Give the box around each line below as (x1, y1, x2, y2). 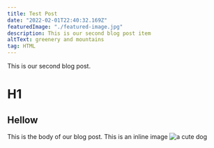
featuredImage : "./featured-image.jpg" (7, 23, 123, 30)
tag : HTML (7, 43, 36, 50)
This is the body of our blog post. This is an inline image (7, 133, 169, 140)
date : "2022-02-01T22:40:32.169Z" (7, 17, 108, 24)
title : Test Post (7, 10, 58, 17)
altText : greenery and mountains (7, 36, 105, 43)
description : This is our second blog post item (7, 29, 151, 37)
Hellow (7, 114, 38, 126)
